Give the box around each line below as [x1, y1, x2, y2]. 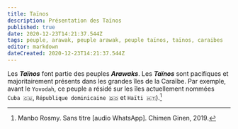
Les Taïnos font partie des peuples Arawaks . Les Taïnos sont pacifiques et [7, 69, 229, 78]
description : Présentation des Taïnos [7, 17, 122, 24]
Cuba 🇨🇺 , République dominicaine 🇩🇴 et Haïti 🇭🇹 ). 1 [7, 91, 163, 101]
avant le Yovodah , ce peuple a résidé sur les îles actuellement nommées [7, 84, 215, 93]
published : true [7, 23, 55, 30]
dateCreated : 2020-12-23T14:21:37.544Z [7, 50, 125, 57]
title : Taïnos [7, 10, 50, 18]
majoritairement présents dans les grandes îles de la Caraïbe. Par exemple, [7, 77, 227, 85]
